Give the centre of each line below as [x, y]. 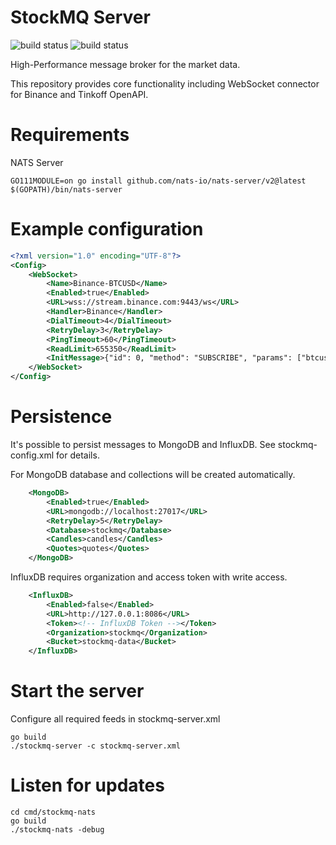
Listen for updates [87, 785]
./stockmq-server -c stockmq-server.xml [96, 746]
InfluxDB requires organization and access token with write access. [149, 577]
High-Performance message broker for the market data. [125, 64]
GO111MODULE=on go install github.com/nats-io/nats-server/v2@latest [158, 181]
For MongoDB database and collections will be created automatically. [153, 474]
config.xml [32, 455]
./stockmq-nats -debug [57, 830]
